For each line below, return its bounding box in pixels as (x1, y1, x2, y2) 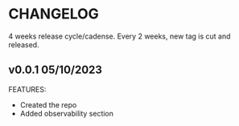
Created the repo (19, 100, 77, 109)
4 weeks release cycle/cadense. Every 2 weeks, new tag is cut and (8, 31, 231, 41)
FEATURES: (8, 84, 47, 94)
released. (8, 39, 39, 49)
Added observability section (19, 108, 114, 118)
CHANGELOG (8, 5, 99, 23)
